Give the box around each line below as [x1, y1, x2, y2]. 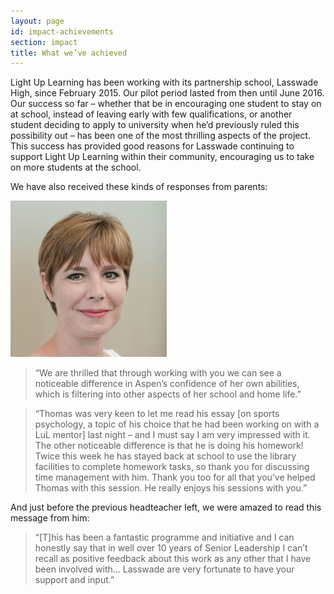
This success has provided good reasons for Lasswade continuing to [10, 140, 295, 152]
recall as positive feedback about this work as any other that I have [34, 553, 312, 565]
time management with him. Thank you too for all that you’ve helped [34, 471, 316, 484]
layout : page [10, 16, 65, 26]
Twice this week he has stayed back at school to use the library [34, 450, 297, 462]
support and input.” [34, 574, 115, 586]
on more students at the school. [10, 161, 142, 174]
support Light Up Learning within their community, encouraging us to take [10, 151, 315, 163]
